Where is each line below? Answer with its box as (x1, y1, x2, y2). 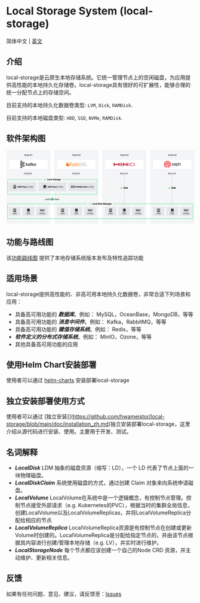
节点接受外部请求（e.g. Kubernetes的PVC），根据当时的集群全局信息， (20, 501, 193, 508)
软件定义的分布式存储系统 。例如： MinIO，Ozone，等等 (14, 333, 152, 340)
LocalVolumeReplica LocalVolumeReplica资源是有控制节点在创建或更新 (14, 524, 192, 531)
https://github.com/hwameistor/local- (72, 413, 165, 420)
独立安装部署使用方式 (6, 396, 85, 406)
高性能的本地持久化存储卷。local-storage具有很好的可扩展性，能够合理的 (11, 81, 191, 88)
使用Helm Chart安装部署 (6, 359, 97, 369)
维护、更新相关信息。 (20, 554, 73, 561)
